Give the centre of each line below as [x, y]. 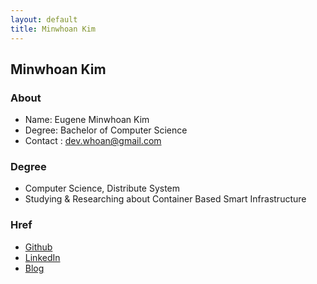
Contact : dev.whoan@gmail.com [93, 141]
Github [38, 247]
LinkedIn [42, 257]
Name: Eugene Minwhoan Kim [87, 120]
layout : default [44, 19]
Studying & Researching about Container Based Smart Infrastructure [165, 199]
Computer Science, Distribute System [102, 188]
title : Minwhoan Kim [53, 29]
